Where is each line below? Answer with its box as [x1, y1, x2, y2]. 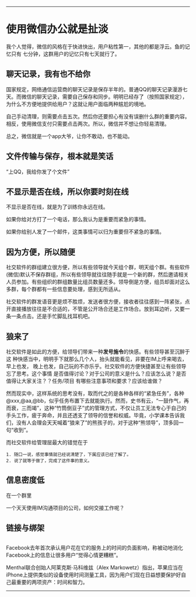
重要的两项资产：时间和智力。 [16, 578, 88, 585]
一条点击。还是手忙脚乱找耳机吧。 [10, 313, 93, 320]
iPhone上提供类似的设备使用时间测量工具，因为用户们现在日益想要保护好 [6, 571, 181, 578]
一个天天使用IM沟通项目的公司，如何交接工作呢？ [6, 504, 125, 511]
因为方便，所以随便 [6, 247, 75, 257]
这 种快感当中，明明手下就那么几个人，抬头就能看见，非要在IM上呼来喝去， [6, 355, 188, 362]
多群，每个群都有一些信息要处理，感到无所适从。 [6, 286, 124, 293]
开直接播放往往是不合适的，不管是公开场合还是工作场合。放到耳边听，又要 [6, 306, 185, 313]
